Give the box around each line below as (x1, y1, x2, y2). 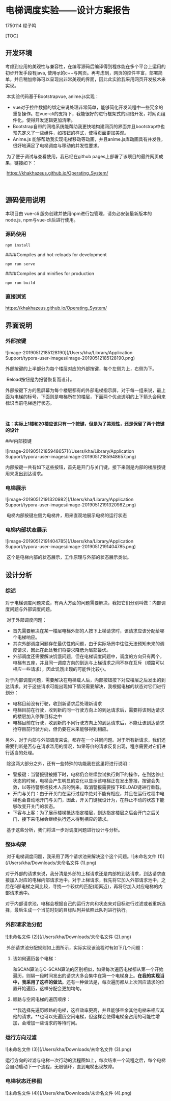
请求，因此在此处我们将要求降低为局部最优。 (17, 647, 111, 653)
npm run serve (5, 261, 36, 266)
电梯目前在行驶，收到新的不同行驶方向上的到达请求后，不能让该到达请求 (12, 720, 164, 726)
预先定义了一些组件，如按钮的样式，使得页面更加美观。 (12, 130, 129, 136)
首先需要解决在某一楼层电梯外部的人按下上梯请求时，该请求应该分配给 (12, 628, 160, 634)
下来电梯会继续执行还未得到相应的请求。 (26, 816, 111, 822)
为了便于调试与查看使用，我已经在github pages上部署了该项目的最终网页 (6, 153, 159, 159)
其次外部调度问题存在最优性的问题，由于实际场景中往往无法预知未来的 (12, 641, 160, 647)
